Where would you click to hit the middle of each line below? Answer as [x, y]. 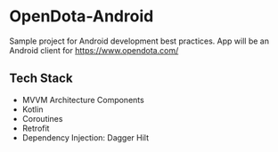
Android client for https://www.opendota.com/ [94, 50]
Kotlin [33, 109]
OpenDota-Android [82, 16]
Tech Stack [41, 79]
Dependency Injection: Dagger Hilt [86, 137]
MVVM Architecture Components [83, 100]
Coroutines [42, 118]
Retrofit [36, 128]
